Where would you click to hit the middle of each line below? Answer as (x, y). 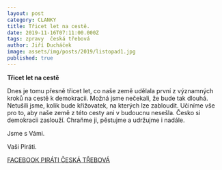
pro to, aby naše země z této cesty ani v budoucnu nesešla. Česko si (104, 112)
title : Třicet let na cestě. (48, 26)
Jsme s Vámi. (26, 133)
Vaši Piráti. (22, 146)
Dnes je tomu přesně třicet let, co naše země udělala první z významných (110, 90)
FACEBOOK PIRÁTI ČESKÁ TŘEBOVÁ (59, 160)
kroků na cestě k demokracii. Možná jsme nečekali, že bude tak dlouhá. (108, 98)
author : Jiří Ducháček (39, 45)
